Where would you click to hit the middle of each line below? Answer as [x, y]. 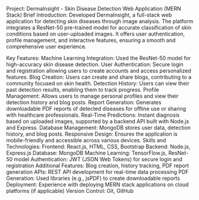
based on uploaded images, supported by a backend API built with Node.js [98, 121]
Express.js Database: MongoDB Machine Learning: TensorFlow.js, [87, 153]
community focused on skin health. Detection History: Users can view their [98, 83]
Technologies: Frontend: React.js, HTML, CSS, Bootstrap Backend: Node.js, [98, 146]
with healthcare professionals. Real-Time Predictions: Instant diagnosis [93, 115]
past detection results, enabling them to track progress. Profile [83, 90]
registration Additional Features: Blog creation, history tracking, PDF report [97, 165]
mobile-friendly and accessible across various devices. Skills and [86, 140]
